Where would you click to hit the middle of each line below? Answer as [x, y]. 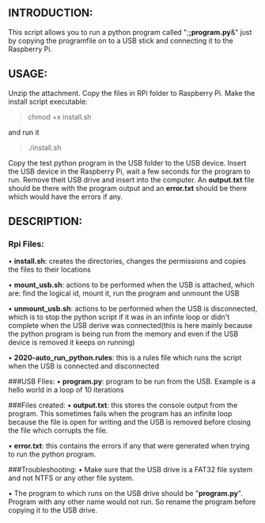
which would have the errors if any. [66, 197]
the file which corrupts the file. [58, 430]
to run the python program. [52, 454]
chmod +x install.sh [59, 116]
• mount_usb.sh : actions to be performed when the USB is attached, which [131, 285]
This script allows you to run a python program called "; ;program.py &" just [130, 32]
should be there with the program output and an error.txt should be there [128, 188]
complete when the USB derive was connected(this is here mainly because [131, 326]
